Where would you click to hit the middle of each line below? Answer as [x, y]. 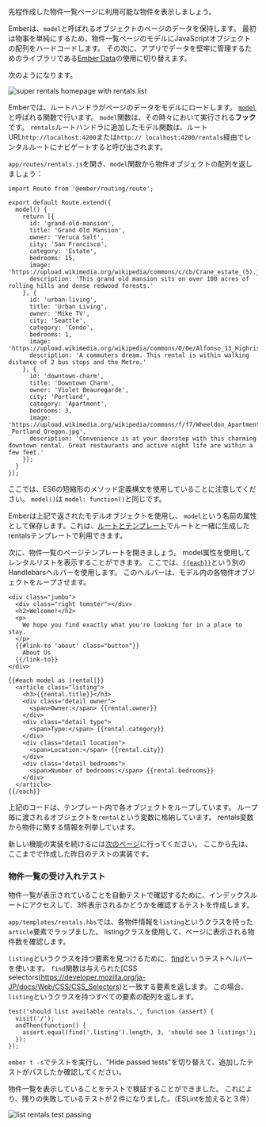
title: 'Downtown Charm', [72, 383]
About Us [37, 653]
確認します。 [49, 941]
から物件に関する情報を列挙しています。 [74, 827]
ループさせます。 [63, 582]
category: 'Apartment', [68, 404]
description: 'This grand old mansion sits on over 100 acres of [139, 279]
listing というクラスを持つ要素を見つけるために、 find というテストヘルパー [131, 959]
